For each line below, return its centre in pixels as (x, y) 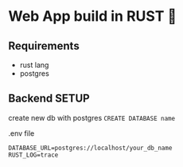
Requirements (44, 46)
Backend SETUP (49, 99)
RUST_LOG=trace (33, 155)
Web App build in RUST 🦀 (93, 16)
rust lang (34, 65)
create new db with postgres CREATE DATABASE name (92, 117)
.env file (21, 133)
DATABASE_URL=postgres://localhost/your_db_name (90, 148)
